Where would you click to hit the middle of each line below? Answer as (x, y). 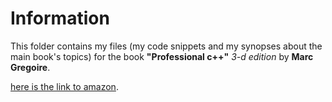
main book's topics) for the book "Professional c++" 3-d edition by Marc (162, 56)
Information (60, 18)
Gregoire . (30, 67)
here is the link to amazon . (64, 86)
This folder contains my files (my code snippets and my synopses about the (166, 46)
